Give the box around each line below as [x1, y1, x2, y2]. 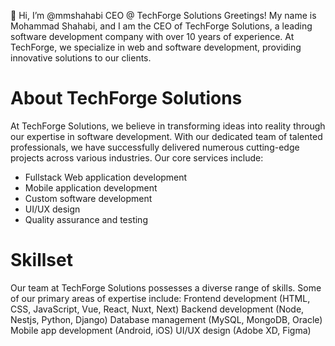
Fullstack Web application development [24, 171, 188, 183]
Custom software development [24, 192, 153, 204]
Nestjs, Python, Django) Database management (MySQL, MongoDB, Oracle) [10, 313, 323, 325]
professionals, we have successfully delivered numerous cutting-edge [10, 141, 300, 153]
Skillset [10, 249, 73, 272]
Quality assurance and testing [24, 213, 148, 225]
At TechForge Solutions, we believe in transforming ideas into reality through [10, 120, 326, 132]
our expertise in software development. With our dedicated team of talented [10, 130, 323, 142]
